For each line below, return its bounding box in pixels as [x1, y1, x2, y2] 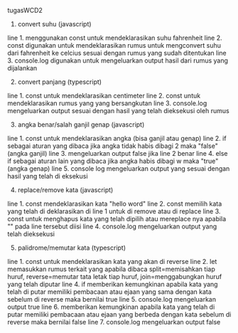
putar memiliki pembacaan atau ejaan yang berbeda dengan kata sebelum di [7, 310, 232, 319]
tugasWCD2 [7, 6, 43, 14]
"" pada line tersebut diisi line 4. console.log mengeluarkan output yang [7, 222, 217, 231]
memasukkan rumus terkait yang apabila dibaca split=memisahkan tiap [7, 265, 215, 273]
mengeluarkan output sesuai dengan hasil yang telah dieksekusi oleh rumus [7, 107, 229, 115]
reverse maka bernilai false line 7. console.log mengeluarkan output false [7, 318, 221, 326]
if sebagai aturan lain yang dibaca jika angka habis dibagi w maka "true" [7, 157, 219, 165]
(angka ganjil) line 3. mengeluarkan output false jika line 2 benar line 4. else [7, 149, 229, 157]
